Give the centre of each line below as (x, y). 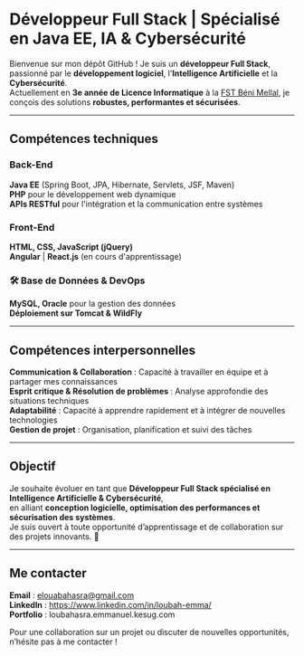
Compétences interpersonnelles (103, 350)
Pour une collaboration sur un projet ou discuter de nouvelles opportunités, (149, 632)
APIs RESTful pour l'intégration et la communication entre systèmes (136, 204)
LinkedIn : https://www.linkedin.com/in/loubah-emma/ (111, 604)
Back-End (31, 165)
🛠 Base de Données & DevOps (77, 280)
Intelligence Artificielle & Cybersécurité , (87, 498)
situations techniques (49, 401)
